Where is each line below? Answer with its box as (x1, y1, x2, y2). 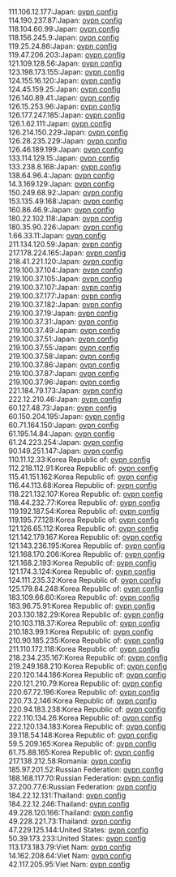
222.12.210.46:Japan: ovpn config (8, 395, 122, 404)
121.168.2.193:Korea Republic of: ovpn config (8, 558, 157, 567)
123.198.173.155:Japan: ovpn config (8, 67, 126, 76)
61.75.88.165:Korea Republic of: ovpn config (8, 747, 155, 757)
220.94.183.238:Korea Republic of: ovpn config (8, 704, 166, 714)
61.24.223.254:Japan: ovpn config (8, 438, 123, 447)
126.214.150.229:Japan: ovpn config (8, 127, 128, 137)
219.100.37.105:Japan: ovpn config (8, 274, 122, 283)
